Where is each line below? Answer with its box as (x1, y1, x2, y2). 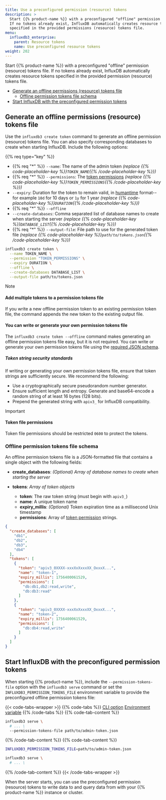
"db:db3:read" (23, 589, 52, 594)
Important (5, 408, 25, 414)
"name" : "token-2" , (18, 612, 58, 616)
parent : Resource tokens (14, 40, 65, 45)
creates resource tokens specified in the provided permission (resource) (5, 73, 153, 79)
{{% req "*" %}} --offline (12, 205, 67, 211)
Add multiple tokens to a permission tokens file (5, 295, 104, 301)
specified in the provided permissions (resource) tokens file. (9, 26, 145, 31)
